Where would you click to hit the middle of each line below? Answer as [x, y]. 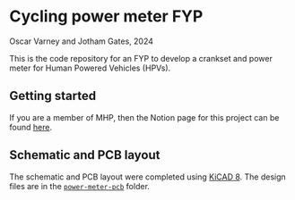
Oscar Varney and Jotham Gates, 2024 [82, 41]
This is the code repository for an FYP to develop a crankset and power [141, 58]
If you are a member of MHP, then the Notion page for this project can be [144, 117]
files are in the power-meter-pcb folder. [80, 186]
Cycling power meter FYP [106, 17]
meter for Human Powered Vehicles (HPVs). [90, 68]
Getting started [53, 96]
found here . [30, 127]
